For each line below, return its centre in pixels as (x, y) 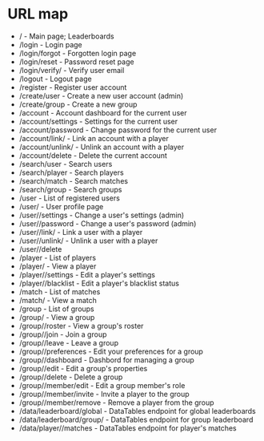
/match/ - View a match (58, 300)
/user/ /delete (40, 249)
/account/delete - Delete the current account (93, 155)
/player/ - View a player (58, 266)
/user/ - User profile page (61, 206)
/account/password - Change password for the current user (118, 130)
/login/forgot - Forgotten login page (78, 53)
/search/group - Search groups (70, 189)
